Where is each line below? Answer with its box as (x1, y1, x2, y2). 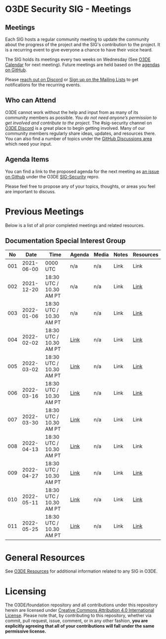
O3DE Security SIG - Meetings (5, 3, 131, 15)
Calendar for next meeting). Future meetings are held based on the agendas (5, 62, 160, 67)
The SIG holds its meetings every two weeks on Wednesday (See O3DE (5, 56, 151, 62)
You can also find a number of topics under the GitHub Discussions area (5, 135, 152, 142)
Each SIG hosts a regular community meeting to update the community (5, 36, 149, 42)
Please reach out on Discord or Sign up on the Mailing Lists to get (5, 77, 139, 82)
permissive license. (5, 628, 46, 635)
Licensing (5, 586, 46, 597)
